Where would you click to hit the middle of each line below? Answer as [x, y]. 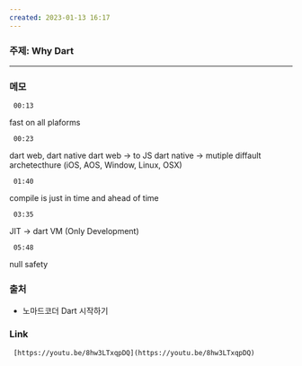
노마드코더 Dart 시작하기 [65, 310]
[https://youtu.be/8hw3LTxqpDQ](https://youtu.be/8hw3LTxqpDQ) [134, 353]
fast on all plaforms [45, 123]
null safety [29, 265]
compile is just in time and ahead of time [84, 198]
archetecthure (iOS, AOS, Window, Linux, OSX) [96, 165]
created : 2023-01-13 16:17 [60, 17]
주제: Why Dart [42, 50]
